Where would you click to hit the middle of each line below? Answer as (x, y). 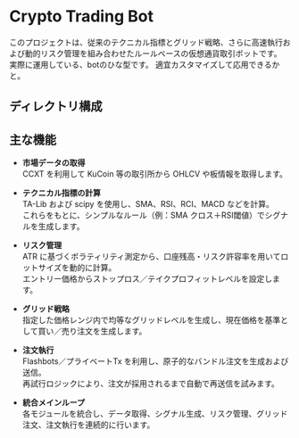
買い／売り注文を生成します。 (92, 331)
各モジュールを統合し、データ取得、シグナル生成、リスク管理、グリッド (155, 414)
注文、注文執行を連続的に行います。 (88, 425)
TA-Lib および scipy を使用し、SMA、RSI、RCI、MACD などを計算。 (148, 204)
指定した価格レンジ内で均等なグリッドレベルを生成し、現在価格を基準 (151, 320)
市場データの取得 (54, 163)
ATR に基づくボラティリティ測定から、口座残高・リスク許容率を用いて (151, 257)
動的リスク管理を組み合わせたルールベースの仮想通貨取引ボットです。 (153, 53)
